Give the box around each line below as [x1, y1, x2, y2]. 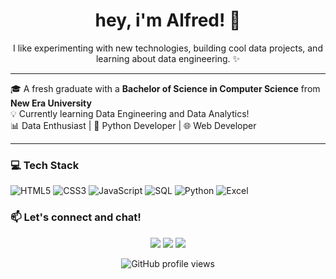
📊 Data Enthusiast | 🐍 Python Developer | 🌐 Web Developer [10, 119, 257, 131]
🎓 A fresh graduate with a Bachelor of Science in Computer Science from [10, 82, 321, 94]
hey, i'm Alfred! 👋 [94, 9, 242, 32]
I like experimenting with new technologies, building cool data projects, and [13, 42, 323, 54]
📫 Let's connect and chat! [10, 210, 142, 224]
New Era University [10, 97, 92, 109]
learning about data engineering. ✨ [95, 52, 241, 64]
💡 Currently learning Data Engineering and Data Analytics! [10, 107, 250, 119]
